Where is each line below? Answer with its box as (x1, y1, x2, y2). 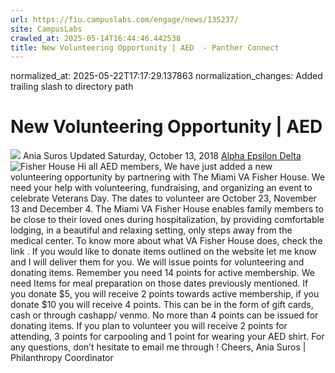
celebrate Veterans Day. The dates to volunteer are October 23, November (10, 192, 317, 205)
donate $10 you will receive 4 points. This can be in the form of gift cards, (10, 299, 314, 311)
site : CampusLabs (10, 24, 83, 34)
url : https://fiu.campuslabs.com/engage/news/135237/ (10, 14, 240, 25)
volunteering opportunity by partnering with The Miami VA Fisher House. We (10, 171, 326, 183)
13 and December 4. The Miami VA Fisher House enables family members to (10, 203, 324, 215)
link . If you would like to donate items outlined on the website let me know (10, 246, 317, 258)
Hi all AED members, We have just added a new (77, 161, 273, 173)
